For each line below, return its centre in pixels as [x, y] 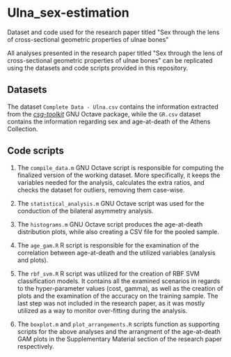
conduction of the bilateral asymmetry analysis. [85, 211]
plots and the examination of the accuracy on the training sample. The [118, 296]
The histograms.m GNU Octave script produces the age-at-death [110, 224]
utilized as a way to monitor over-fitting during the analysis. [102, 310]
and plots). [33, 260]
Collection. [23, 129]
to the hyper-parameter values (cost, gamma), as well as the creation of [120, 288]
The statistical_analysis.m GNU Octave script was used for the [111, 203]
